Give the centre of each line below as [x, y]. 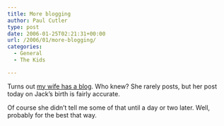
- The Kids [30, 60]
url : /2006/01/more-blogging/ [52, 40]
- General [28, 54]
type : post [23, 27]
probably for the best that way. [52, 115]
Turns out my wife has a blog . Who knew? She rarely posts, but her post [112, 86]
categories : [25, 47]
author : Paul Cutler [38, 21]
